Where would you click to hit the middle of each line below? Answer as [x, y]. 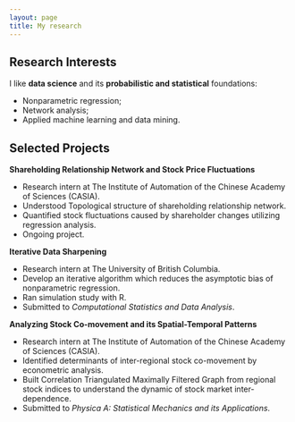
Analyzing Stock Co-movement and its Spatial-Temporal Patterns [133, 325]
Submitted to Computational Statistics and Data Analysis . [128, 307]
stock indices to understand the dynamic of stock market [127, 389]
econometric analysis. [63, 370]
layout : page [34, 17]
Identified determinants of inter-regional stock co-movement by [139, 361]
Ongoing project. [53, 234]
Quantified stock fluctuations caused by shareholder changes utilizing [151, 215]
